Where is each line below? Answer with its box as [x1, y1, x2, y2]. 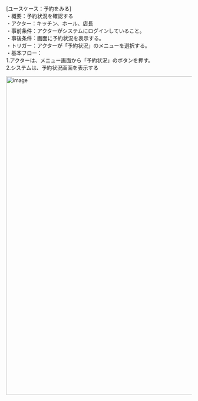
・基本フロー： [6, 50, 42, 56]
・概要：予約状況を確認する [6, 12, 74, 19]
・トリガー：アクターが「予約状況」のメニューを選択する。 [6, 42, 150, 49]
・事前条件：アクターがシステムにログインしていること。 [6, 27, 145, 34]
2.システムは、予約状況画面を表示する [6, 64, 99, 71]
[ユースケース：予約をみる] [6, 5, 72, 12]
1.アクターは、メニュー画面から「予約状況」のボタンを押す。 [6, 57, 154, 64]
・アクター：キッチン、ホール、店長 [6, 20, 93, 27]
